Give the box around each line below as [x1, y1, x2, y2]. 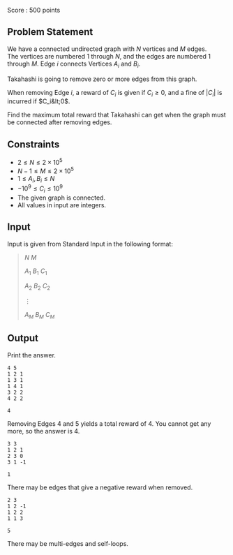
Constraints [7, 138, 60, 150]
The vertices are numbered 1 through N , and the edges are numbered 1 [7, 52, 211, 60]
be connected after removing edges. [7, 118, 112, 126]
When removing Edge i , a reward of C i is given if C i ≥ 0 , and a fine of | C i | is [7, 88, 223, 98]
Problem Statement [7, 26, 93, 38]
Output [7, 332, 38, 344]
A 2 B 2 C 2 [24, 282, 51, 292]
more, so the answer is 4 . [7, 427, 80, 435]
